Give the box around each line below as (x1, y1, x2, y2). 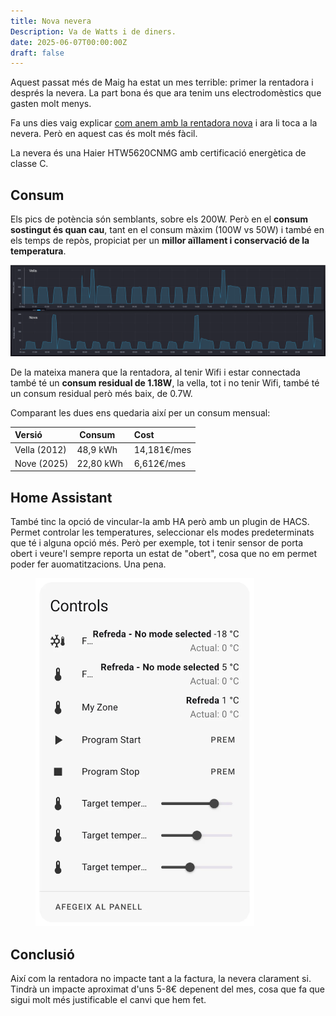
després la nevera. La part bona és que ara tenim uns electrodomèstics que (10, 87, 322, 99)
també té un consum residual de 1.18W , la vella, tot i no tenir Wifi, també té (10, 376, 320, 389)
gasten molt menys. (10, 98, 92, 110)
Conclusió (10, 946, 75, 963)
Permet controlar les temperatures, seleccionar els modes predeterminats (10, 526, 315, 539)
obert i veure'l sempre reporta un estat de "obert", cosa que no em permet (10, 548, 317, 560)
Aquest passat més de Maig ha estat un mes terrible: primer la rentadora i (10, 76, 314, 89)
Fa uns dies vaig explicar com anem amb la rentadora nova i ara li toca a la (10, 117, 318, 129)
